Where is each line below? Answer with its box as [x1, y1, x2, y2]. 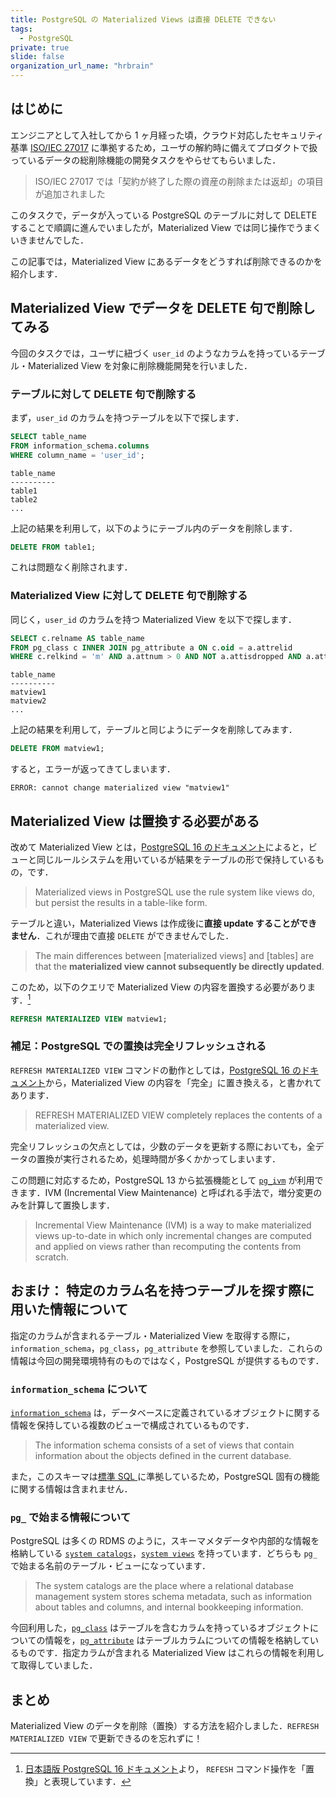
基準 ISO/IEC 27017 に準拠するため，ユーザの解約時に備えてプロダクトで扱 [10, 141, 318, 153]
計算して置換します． [27, 1199, 116, 1211]
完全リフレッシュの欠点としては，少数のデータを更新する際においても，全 [10, 1140, 316, 1152]
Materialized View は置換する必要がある [10, 812, 260, 830]
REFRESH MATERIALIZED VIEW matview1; [10, 1014, 168, 1024]
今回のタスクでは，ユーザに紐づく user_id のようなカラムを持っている [10, 347, 300, 359]
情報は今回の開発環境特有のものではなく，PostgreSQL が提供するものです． [10, 1354, 325, 1366]
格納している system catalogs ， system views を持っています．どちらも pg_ [10, 1547, 318, 1560]
